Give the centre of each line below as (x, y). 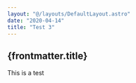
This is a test (26, 73)
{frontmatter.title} (48, 56)
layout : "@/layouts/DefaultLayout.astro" (69, 14)
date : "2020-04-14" (36, 21)
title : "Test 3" (31, 27)
